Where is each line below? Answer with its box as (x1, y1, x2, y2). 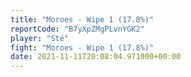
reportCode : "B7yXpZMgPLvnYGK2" (10, 24, 145, 34)
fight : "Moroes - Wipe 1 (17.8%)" (10, 42, 155, 53)
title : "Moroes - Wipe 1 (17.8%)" (10, 14, 155, 25)
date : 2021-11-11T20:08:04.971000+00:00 (10, 52, 182, 62)
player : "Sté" (10, 33, 70, 43)
